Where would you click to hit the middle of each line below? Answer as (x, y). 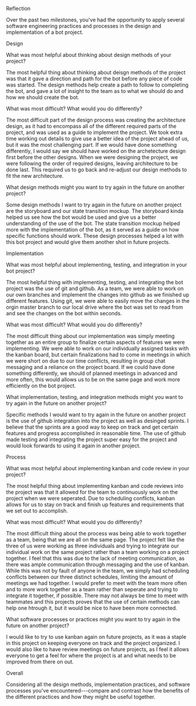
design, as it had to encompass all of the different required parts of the (91, 126)
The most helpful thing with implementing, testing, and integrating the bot (94, 282)
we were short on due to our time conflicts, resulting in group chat (86, 361)
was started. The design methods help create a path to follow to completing (97, 85)
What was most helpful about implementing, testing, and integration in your (97, 265)
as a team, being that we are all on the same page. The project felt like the (95, 540)
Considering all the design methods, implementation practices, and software (98, 684)
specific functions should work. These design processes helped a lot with (95, 236)
